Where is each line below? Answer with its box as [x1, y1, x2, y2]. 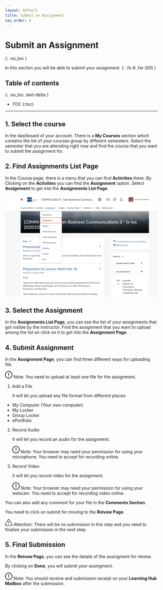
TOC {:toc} [12, 101, 34, 107]
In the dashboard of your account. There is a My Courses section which [5, 132, 149, 138]
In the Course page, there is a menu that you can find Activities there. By [5, 175, 152, 181]
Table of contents [5, 79, 59, 87]
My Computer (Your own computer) [12, 402, 83, 408]
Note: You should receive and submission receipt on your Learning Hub [13, 575, 157, 581]
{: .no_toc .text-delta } [5, 92, 49, 98]
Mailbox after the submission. [5, 580, 65, 586]
